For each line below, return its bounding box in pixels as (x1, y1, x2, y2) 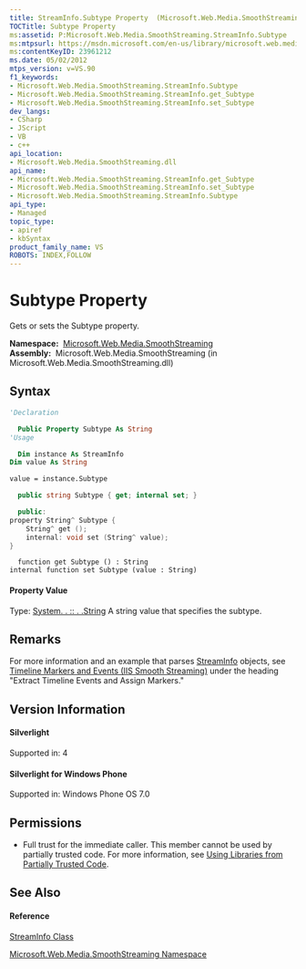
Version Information (9, 702, 126, 717)
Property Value (9, 585, 68, 596)
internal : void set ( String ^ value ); (25, 533, 169, 542)
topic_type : (9, 216, 55, 226)
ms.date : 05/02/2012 (9, 56, 88, 65)
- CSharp (9, 115, 43, 124)
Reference (9, 910, 50, 922)
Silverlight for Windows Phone (9, 768, 127, 779)
